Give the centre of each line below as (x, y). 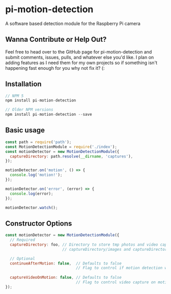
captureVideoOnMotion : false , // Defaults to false (66, 278)
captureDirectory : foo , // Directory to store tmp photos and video (84, 245)
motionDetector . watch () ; (32, 207)
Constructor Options (39, 223)
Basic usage (25, 130)
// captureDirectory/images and (96, 249)
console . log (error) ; (32, 194)
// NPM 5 (15, 96)
